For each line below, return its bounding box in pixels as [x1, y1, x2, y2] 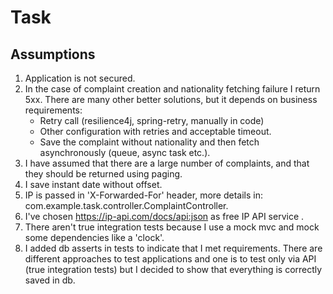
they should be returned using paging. [24, 168, 183, 180]
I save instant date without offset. [24, 179, 163, 190]
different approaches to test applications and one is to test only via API [24, 253, 317, 265]
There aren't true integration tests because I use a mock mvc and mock [24, 221, 320, 233]
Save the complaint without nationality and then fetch [39, 136, 260, 148]
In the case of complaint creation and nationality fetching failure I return [24, 83, 321, 95]
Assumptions [10, 46, 96, 63]
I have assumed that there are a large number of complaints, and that [24, 157, 310, 169]
